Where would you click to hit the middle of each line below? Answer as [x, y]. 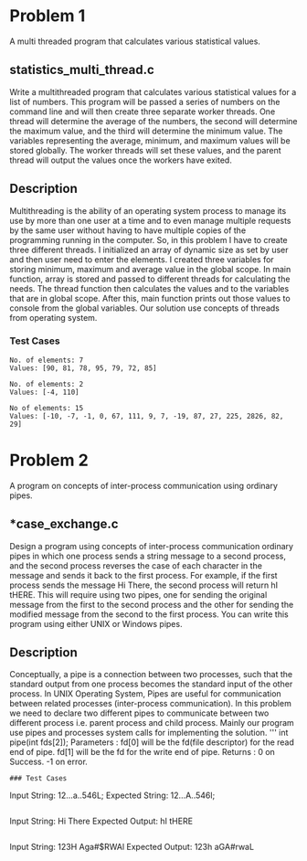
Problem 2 [49, 460]
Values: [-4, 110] [44, 392]
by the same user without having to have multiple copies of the [128, 230]
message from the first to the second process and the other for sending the [152, 604]
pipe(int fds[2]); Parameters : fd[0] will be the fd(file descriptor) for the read [152, 742]
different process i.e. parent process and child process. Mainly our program [152, 723]
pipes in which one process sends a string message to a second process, [148, 556]
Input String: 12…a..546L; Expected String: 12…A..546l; [112, 795]
